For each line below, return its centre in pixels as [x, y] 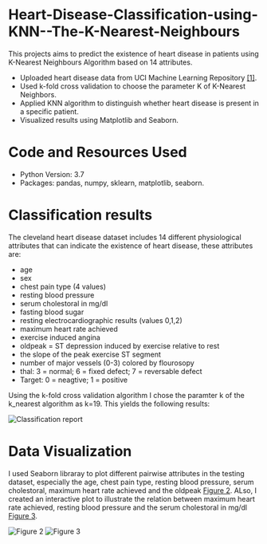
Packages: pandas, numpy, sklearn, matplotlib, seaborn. [112, 183]
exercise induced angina [60, 337]
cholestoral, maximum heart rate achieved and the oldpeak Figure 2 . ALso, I [133, 490]
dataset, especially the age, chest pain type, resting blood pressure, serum [131, 482]
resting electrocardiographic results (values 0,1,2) [101, 320]
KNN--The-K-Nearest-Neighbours [124, 32]
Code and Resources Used [98, 152]
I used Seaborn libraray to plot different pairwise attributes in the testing [126, 473]
